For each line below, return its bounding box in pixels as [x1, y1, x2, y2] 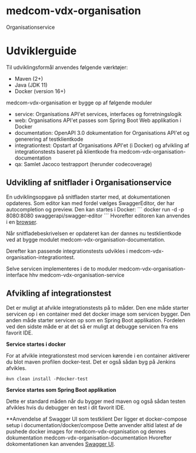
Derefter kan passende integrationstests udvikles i [6, 247, 128, 254]
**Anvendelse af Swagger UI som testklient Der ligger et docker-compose [6, 415, 187, 422]
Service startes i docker [6, 340, 66, 348]
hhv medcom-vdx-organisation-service [29, 271, 125, 278]
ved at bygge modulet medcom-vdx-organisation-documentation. [6, 236, 166, 243]
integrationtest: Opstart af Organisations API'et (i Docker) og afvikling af [14, 141, 190, 148]
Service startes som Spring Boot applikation [6, 386, 117, 393]
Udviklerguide [6, 44, 77, 58]
